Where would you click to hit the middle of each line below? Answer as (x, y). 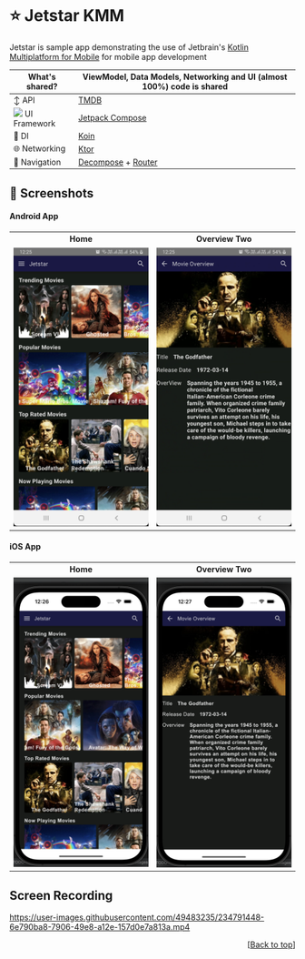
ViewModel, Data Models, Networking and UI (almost (185, 77)
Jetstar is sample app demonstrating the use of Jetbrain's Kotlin (129, 47)
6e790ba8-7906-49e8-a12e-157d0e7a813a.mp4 (100, 927)
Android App (34, 217)
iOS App (25, 547)
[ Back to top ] (271, 944)
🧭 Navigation (37, 162)
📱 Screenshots (52, 193)
